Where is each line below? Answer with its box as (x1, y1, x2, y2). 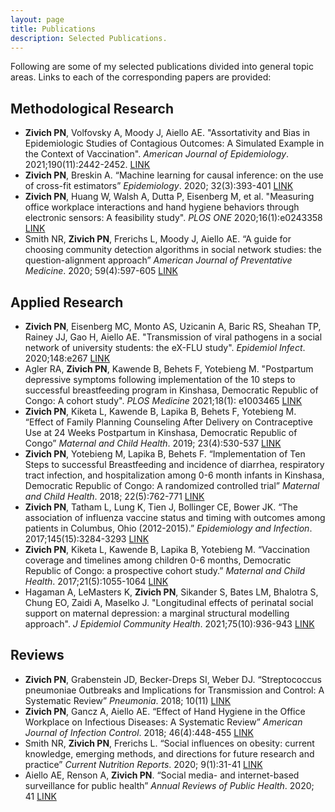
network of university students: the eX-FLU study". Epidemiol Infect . (24, 342, 306, 353)
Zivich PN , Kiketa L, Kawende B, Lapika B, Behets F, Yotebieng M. (24, 406, 297, 417)
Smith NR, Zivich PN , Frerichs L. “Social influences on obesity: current (24, 737, 315, 749)
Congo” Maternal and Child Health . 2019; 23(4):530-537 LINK (24, 437, 282, 449)
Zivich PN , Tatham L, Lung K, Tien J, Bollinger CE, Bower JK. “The (24, 501, 298, 513)
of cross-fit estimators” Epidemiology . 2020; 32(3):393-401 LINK (24, 180, 294, 192)
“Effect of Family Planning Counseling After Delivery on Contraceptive (24, 416, 313, 428)
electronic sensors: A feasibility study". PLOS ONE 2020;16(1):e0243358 (24, 212, 323, 224)
